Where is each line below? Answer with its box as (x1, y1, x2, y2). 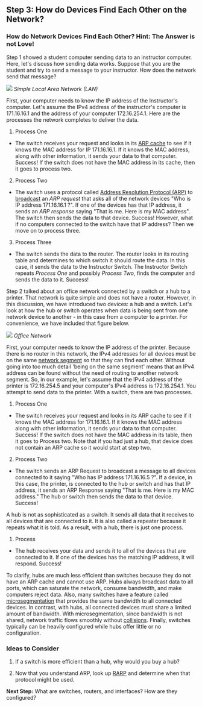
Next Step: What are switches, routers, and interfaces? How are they (6, 687, 178, 695)
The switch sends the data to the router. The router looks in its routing (14, 250, 189, 257)
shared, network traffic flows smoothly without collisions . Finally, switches (6, 616, 191, 623)
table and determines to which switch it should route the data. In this (14, 256, 186, 264)
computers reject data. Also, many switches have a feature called (6, 591, 169, 598)
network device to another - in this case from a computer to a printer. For (6, 313, 188, 320)
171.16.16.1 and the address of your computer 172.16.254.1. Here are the (6, 110, 180, 117)
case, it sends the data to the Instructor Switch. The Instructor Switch (14, 263, 188, 270)
